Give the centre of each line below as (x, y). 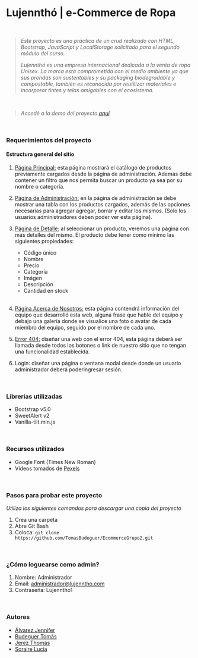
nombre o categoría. (40, 187)
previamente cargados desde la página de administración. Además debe (103, 174)
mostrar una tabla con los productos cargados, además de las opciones (102, 205)
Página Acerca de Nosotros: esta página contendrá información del (97, 309)
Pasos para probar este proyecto (54, 495)
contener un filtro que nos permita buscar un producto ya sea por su (98, 180)
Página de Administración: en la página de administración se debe (95, 198)
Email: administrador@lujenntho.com (60, 584)
